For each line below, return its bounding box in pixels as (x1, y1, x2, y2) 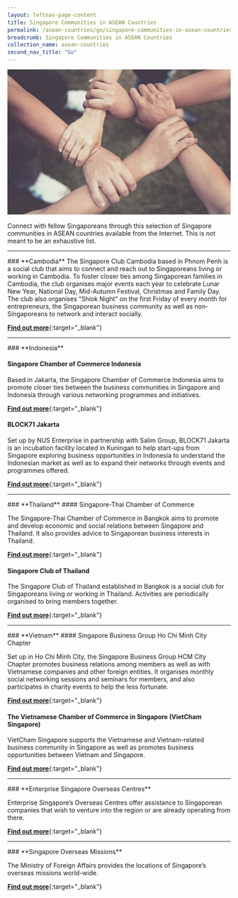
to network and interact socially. (49, 309, 143, 318)
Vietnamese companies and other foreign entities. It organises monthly (7, 667, 214, 676)
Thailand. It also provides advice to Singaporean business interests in (7, 529, 210, 537)
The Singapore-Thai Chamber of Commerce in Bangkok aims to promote (7, 514, 219, 522)
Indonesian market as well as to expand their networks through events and (7, 459, 225, 467)
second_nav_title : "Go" (7, 49, 78, 56)
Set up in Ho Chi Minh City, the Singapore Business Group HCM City (7, 652, 207, 661)
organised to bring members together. (7, 597, 118, 606)
